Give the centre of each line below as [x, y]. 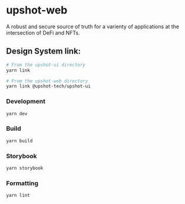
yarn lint [18, 195]
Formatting [22, 183]
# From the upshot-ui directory [46, 65]
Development [26, 102]
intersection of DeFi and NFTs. [43, 32]
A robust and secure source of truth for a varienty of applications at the [93, 26]
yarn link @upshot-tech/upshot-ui [49, 86]
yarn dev [17, 113]
